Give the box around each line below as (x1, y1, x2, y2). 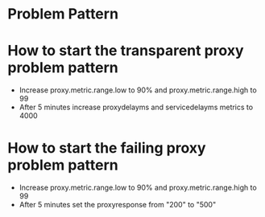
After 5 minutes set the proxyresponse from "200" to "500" (19, 200, 217, 210)
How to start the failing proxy (7, 139, 206, 158)
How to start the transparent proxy (7, 42, 244, 60)
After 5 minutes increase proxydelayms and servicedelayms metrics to (19, 102, 254, 113)
